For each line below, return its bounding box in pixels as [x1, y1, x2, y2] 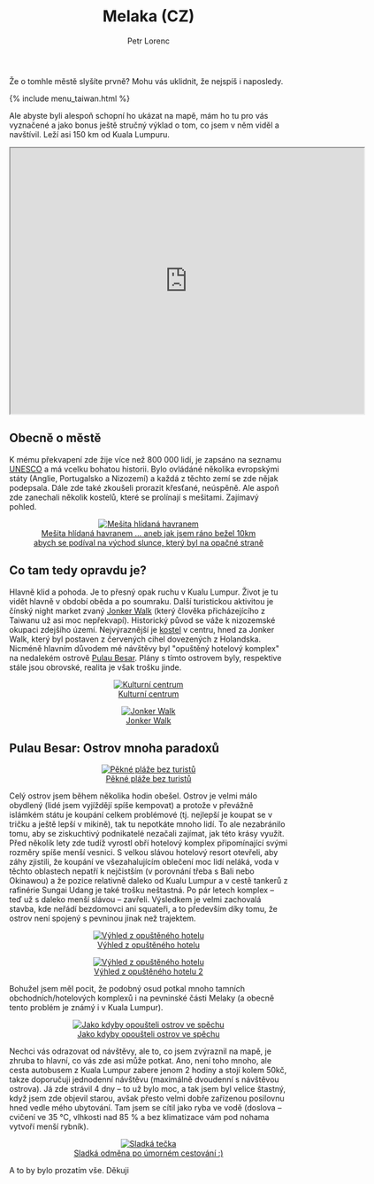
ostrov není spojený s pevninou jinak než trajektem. [9, 913, 196, 923]
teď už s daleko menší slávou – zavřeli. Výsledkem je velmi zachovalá [9, 894, 262, 905]
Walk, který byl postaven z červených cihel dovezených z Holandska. [9, 634, 262, 644]
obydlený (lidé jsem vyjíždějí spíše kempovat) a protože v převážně [9, 800, 254, 811]
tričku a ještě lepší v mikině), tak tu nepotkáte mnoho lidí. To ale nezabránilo [9, 819, 286, 830]
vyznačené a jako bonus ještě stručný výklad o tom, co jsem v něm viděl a [9, 120, 280, 130]
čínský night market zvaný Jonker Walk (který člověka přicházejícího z [9, 605, 266, 616]
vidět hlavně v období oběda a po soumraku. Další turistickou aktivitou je [9, 596, 274, 606]
